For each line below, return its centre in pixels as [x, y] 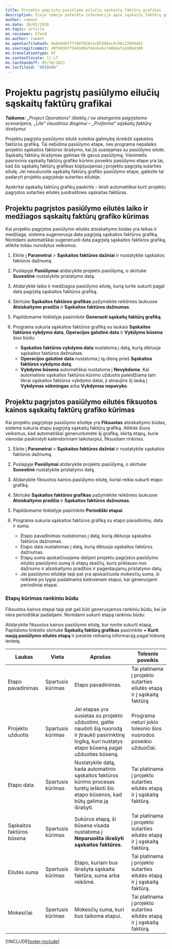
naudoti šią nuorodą [98, 728]
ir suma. [21, 526]
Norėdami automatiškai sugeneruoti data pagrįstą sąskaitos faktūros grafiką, [86, 240]
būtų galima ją [91, 801]
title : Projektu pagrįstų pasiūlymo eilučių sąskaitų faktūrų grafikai [83, 10]
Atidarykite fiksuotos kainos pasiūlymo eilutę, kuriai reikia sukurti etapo [88, 479]
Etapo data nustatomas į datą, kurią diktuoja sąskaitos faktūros [86, 546]
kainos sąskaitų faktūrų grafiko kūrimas [70, 410]
